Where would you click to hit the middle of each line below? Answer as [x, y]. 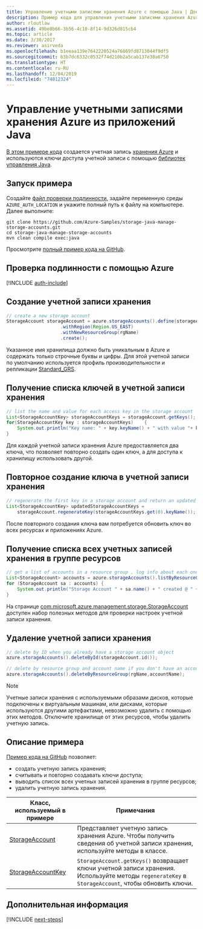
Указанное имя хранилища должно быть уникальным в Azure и [88, 350]
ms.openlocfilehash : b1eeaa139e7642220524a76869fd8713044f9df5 [88, 51]
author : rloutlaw [28, 23]
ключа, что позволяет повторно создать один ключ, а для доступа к [95, 452]
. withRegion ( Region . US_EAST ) [97, 327]
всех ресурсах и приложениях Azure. [55, 530]
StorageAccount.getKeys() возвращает [133, 861]
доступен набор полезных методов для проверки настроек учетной [95, 613]
